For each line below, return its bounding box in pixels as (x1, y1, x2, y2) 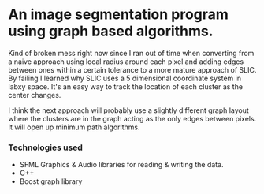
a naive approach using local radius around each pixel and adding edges (8, 57, 244, 66)
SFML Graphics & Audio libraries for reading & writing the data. (19, 160, 224, 170)
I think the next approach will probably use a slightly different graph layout (8, 105, 250, 115)
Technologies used (8, 142, 83, 153)
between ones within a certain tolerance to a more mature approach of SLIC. (8, 65, 257, 74)
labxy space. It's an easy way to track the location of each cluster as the (8, 81, 243, 91)
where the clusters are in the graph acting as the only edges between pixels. (8, 114, 257, 123)
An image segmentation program (8, 6, 229, 24)
